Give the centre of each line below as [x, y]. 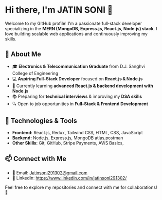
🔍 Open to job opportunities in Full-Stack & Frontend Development [80, 104]
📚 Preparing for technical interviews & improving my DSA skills [77, 96]
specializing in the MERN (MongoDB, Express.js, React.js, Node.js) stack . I [81, 28]
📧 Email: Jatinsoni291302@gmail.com [50, 173]
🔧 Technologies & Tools [41, 121]
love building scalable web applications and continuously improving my [76, 34]
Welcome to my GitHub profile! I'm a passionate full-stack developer [73, 23]
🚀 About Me [23, 54]
